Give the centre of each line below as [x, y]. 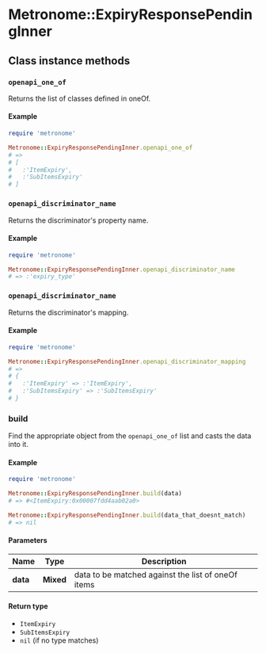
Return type [28, 606]
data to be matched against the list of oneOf [156, 575]
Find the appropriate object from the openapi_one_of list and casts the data [130, 436]
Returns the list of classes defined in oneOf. [80, 98]
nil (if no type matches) [59, 640]
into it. [19, 445]
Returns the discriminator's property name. [78, 220]
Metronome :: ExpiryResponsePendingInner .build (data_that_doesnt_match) [127, 516]
